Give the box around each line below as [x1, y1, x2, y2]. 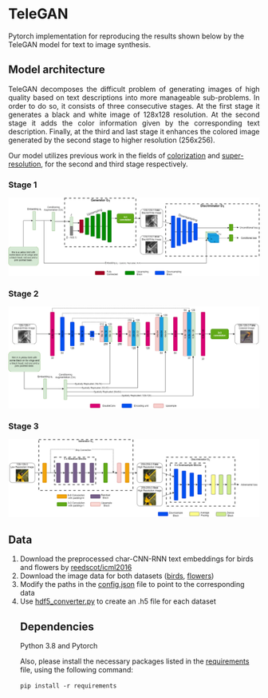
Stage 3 [8, 421, 39, 432]
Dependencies [19, 620, 94, 633]
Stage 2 [8, 288, 39, 299]
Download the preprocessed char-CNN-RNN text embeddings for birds [19, 554, 254, 564]
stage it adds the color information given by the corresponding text [8, 118, 260, 128]
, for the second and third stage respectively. [41, 159, 189, 169]
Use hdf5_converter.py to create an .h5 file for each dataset [19, 596, 217, 606]
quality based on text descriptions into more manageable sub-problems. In [8, 93, 260, 102]
